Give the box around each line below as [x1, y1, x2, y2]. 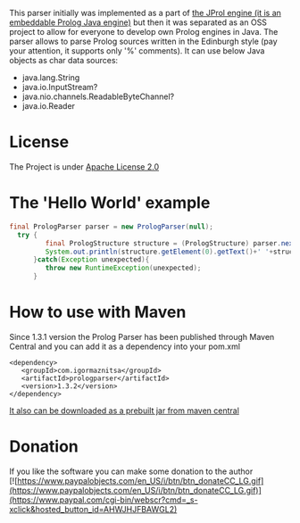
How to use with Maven [9, 303, 187, 322]
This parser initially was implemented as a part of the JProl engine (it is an [9, 8, 281, 18]
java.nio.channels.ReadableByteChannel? [21, 91, 175, 102]
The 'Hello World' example [9, 193, 211, 213]
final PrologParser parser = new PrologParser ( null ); [9, 222, 214, 231]
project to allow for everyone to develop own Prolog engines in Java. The [9, 27, 279, 37]
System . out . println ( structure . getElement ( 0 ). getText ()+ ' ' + [45, 247, 274, 256]
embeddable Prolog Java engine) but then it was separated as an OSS [9, 17, 268, 28]
